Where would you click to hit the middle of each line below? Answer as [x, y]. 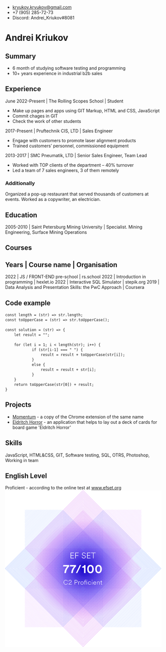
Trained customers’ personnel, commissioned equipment [70, 146]
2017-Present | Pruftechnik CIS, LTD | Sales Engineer [59, 131]
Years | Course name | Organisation [61, 265]
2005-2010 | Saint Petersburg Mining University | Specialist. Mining [74, 227]
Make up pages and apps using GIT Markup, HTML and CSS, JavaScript [86, 110]
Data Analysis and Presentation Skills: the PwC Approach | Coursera [75, 287]
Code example [28, 303]
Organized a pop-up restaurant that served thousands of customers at [77, 194]
